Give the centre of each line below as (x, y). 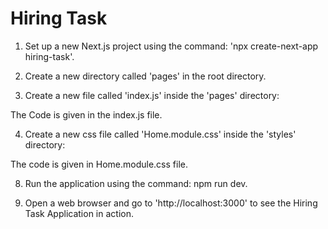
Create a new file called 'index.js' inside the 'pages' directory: (152, 95)
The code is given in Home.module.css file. (99, 164)
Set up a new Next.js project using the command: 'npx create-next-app (171, 46)
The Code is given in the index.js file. (86, 114)
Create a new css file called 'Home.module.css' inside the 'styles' (160, 134)
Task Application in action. (79, 213)
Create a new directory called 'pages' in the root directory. (145, 76)
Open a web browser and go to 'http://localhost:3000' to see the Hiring (171, 203)
